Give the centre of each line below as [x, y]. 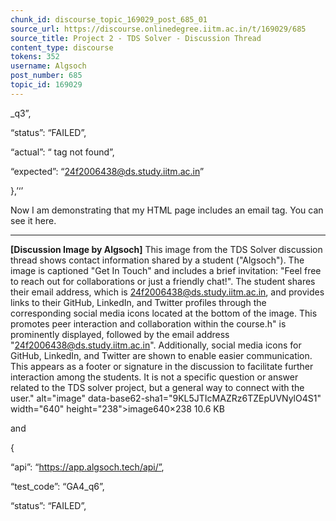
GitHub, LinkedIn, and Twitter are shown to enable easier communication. [161, 355]
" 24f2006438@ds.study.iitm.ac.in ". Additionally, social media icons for [156, 345]
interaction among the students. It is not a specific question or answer [154, 377]
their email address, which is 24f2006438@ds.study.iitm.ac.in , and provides [167, 292]
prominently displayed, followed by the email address [120, 334]
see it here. [33, 220]
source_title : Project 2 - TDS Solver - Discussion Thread [136, 38]
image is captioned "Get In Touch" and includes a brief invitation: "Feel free [166, 270]
